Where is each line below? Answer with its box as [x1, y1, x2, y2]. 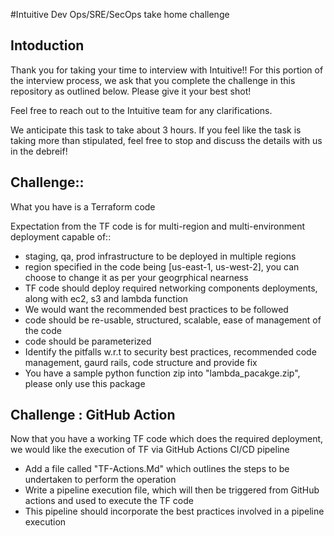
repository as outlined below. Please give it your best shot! [10, 85, 252, 97]
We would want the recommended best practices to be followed [24, 303, 289, 315]
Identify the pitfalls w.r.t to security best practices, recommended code [24, 345, 317, 358]
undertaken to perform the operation [24, 474, 177, 486]
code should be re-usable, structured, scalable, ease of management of [24, 314, 322, 326]
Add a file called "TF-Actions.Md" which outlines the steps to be [24, 463, 290, 475]
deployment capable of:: [10, 230, 112, 243]
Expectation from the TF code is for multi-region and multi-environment [10, 220, 306, 232]
